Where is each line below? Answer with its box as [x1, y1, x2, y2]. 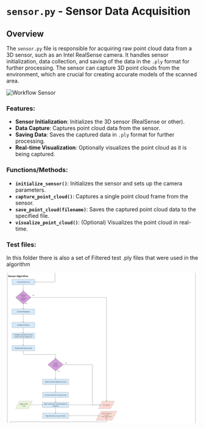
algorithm [6, 261, 30, 268]
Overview [6, 29, 44, 39]
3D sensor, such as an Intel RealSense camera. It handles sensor [6, 51, 169, 59]
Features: [6, 104, 35, 112]
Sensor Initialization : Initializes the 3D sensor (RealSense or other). [15, 118, 185, 126]
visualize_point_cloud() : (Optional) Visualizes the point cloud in [15, 218, 178, 226]
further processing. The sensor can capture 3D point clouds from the [6, 64, 180, 71]
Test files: [6, 240, 37, 248]
